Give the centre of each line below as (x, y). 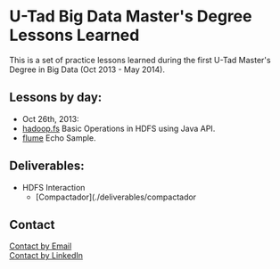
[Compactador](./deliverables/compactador (116, 197)
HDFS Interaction (54, 187)
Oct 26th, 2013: (50, 118)
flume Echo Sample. (59, 138)
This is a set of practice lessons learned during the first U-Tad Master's (140, 60)
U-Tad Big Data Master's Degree (131, 16)
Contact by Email (41, 246)
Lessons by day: (56, 98)
